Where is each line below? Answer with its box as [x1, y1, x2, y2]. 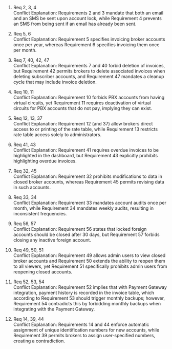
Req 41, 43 [13, 141, 36, 148]
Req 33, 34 [13, 194, 37, 200]
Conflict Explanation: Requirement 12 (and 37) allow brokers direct [13, 121, 153, 126]
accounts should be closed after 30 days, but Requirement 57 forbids [13, 231, 160, 237]
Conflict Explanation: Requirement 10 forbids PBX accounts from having [13, 95, 165, 100]
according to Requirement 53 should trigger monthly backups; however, [13, 295, 165, 301]
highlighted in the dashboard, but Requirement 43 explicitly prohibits [13, 153, 158, 158]
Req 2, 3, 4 [13, 5, 37, 10]
